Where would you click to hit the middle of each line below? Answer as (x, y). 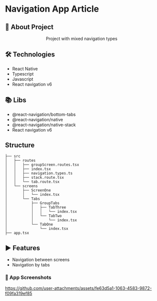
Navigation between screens (41, 260)
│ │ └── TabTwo (34, 216)
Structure (20, 145)
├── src (13, 156)
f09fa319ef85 (19, 293)
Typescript (23, 74)
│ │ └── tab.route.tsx (32, 182)
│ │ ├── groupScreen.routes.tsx (42, 165)
